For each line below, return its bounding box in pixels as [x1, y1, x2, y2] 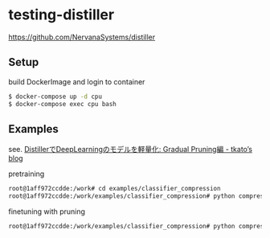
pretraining [8, 169, 45, 178]
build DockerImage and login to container [8, 76, 145, 86]
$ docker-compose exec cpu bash [8, 100, 117, 108]
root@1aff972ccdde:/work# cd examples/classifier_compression [8, 185, 221, 193]
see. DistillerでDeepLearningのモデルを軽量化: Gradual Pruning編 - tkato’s [8, 145, 253, 154]
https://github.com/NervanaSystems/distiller [8, 32, 156, 42]
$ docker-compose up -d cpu [8, 92, 103, 101]
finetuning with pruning [8, 207, 86, 216]
